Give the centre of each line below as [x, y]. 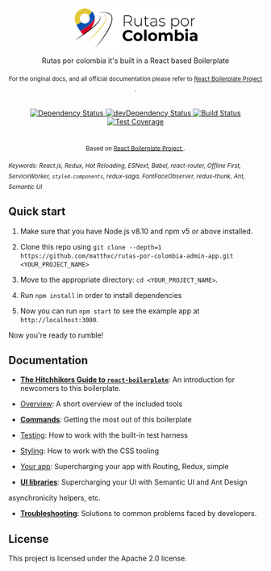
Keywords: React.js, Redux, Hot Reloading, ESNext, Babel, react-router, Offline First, [125, 166]
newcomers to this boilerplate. [70, 388]
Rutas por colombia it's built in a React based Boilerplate [135, 61]
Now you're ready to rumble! [56, 335]
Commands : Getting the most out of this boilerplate [106, 420]
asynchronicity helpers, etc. [54, 498]
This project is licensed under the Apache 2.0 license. [98, 558]
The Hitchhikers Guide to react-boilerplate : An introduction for [127, 380]
